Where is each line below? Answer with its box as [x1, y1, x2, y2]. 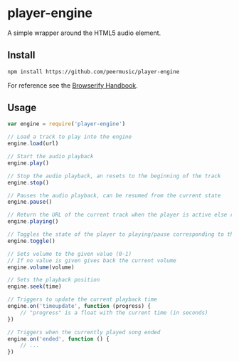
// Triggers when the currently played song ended [7, 329, 161, 336]
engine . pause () [7, 198, 53, 206]
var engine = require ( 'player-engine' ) [7, 120, 126, 128]
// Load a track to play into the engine [7, 133, 132, 140]
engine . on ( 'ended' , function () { [7, 335, 110, 343]
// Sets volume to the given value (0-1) [7, 250, 132, 257]
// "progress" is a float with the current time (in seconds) [20, 309, 208, 316]
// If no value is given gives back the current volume [7, 257, 176, 264]
